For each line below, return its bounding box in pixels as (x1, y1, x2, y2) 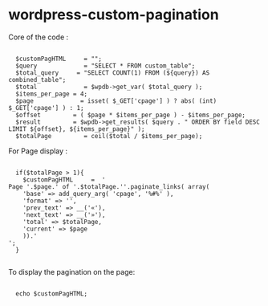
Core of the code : (8, 32, 69, 42)
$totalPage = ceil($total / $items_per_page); (15, 132, 203, 140)
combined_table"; (8, 75, 67, 84)
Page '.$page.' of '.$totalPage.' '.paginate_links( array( (8, 182, 210, 190)
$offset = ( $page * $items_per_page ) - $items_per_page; (15, 111, 246, 119)
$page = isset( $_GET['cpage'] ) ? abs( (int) (15, 96, 217, 105)
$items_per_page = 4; (15, 90, 88, 98)
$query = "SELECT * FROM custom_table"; (15, 62, 196, 70)
